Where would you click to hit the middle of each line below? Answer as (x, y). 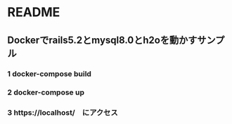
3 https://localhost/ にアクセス (63, 113)
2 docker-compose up (46, 92)
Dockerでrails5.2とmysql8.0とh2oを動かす (102, 40)
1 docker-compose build (49, 73)
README (34, 12)
